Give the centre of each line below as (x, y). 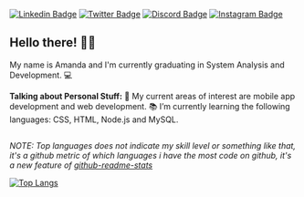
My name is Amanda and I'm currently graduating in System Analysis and (147, 65)
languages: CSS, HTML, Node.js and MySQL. (94, 119)
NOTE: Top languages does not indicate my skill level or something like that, (153, 146)
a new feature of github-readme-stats (81, 165)
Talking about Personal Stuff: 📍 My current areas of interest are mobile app (152, 96)
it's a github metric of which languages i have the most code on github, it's (151, 156)
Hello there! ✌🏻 (52, 42)
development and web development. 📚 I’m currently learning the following (150, 106)
